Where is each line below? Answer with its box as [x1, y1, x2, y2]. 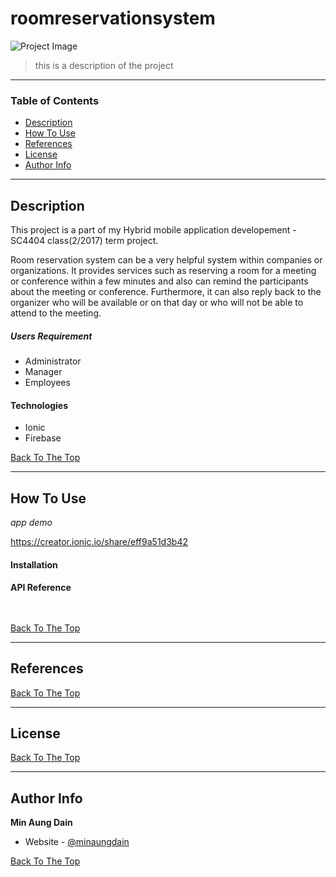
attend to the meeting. [10, 307, 102, 319]
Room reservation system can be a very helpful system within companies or [10, 254, 323, 266]
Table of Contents [10, 93, 100, 107]
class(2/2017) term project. [47, 235, 159, 247]
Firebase [24, 432, 62, 444]
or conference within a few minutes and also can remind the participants [10, 275, 309, 287]
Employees [24, 377, 71, 389]
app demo [10, 517, 53, 529]
